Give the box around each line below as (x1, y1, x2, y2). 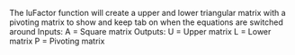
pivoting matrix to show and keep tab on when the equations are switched (9, 17, 283, 27)
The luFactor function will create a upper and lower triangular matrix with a (9, 8, 286, 18)
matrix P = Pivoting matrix (9, 35, 105, 46)
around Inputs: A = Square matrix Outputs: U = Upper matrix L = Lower (9, 27, 272, 36)
